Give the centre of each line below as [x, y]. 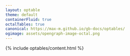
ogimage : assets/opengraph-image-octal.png [53, 34]
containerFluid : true [29, 19]
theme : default [22, 15]
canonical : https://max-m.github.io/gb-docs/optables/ [65, 29]
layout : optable [23, 10]
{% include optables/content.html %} [45, 48]
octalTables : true [25, 24]
